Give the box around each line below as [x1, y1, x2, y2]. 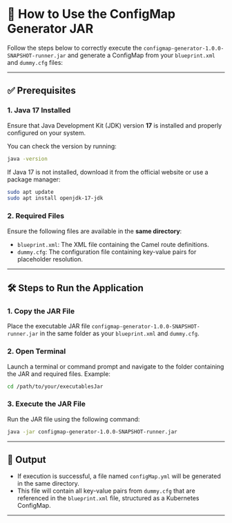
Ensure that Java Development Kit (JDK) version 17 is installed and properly [7, 121, 222, 130]
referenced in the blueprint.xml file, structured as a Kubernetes [17, 494, 200, 502]
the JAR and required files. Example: [7, 369, 110, 378]
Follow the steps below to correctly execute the [7, 43, 142, 52]
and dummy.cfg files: [7, 58, 64, 66]
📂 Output [7, 453, 46, 465]
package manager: [7, 175, 61, 184]
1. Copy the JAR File [7, 306, 75, 316]
